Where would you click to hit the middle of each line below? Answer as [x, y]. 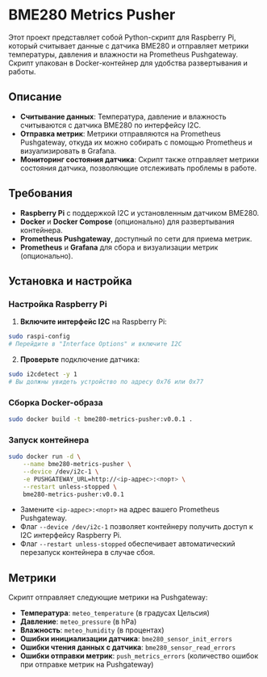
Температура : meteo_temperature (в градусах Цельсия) [115, 613]
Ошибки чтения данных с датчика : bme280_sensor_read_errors [128, 647]
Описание [35, 97]
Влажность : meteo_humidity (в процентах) [92, 630]
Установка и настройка [70, 281]
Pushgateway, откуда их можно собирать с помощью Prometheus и [136, 142]
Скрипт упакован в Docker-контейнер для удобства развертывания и [128, 63]
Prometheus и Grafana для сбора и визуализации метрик [119, 247]
